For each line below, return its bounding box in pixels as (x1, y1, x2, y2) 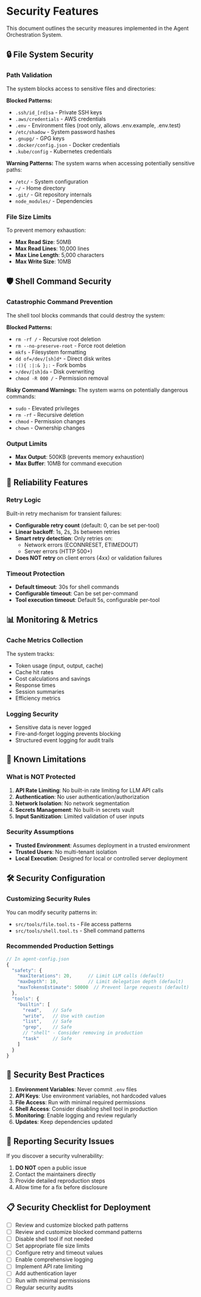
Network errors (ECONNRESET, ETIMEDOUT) (24, 541, 139, 548)
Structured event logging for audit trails (15, 736, 114, 744)
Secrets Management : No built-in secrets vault (15, 806, 135, 813)
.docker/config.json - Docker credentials (15, 141, 121, 148)
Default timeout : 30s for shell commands (15, 583, 120, 590)
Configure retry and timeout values (15, 1249, 104, 1257)
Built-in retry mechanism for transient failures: (6, 510, 122, 517)
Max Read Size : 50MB (15, 238, 72, 245)
